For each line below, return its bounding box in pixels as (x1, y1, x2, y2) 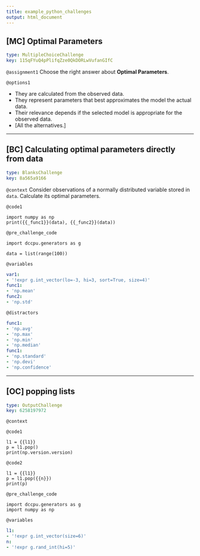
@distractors (6, 310, 39, 316)
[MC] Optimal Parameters (6, 36, 103, 46)
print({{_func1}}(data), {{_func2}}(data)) (6, 219, 116, 225)
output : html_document (6, 14, 62, 20)
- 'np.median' (6, 343, 42, 348)
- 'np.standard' (6, 353, 46, 360)
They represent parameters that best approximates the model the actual (14, 96, 192, 104)
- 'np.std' (6, 299, 33, 305)
